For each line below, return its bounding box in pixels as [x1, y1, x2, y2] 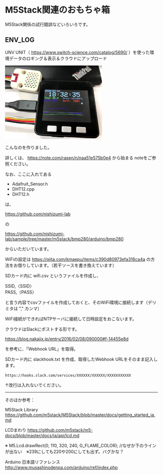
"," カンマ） [18, 306, 42, 312]
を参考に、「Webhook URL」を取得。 [5, 346, 79, 352]
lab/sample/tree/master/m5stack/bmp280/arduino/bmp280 [5, 236, 124, 242]
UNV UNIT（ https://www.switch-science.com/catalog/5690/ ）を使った [5, 49, 150, 55]
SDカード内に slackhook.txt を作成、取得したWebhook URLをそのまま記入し [5, 356, 158, 362]
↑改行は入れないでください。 [5, 382, 64, 388]
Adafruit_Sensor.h [12, 181, 48, 187]
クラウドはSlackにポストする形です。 [5, 326, 80, 332]
